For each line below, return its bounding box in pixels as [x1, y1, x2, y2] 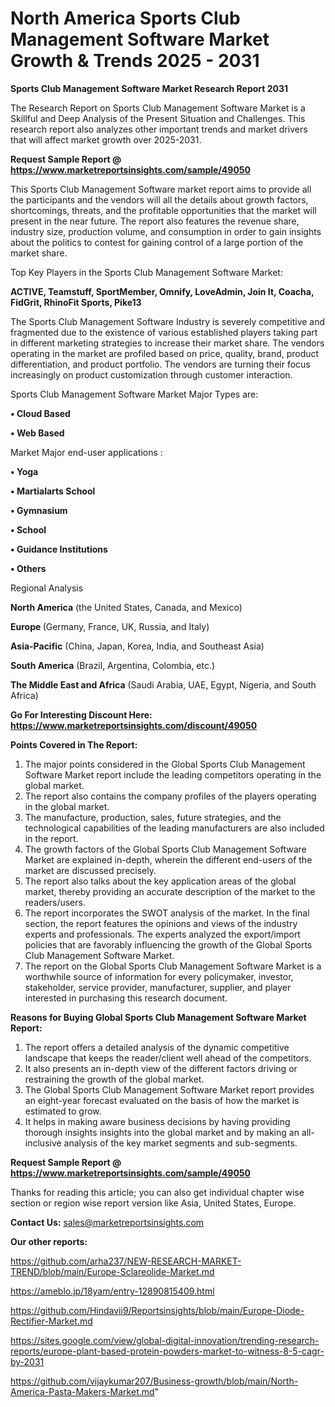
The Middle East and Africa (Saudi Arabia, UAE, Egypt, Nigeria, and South [10, 678, 317, 691]
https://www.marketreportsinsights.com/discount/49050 [10, 719, 258, 731]
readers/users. [24, 896, 86, 908]
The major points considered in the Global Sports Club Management [24, 758, 306, 770]
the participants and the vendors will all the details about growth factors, [10, 193, 309, 206]
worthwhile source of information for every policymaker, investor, [24, 970, 294, 982]
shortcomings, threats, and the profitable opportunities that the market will [10, 204, 317, 216]
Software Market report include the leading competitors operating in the [24, 768, 322, 781]
